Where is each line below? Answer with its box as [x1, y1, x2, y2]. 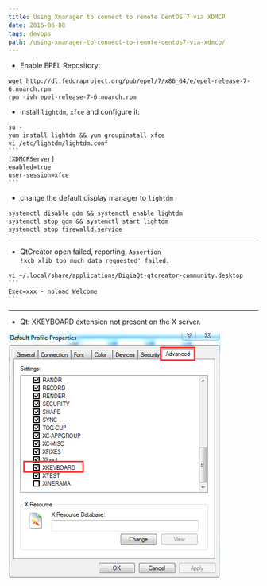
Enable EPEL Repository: [19, 61, 101, 71]
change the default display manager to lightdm [19, 193, 173, 203]
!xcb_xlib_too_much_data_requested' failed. [19, 257, 170, 265]
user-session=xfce [8, 171, 69, 179]
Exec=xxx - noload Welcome [8, 287, 98, 296]
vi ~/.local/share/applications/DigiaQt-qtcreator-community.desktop [8, 272, 244, 280]
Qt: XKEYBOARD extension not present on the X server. [19, 317, 201, 326]
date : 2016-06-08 [8, 21, 66, 29]
